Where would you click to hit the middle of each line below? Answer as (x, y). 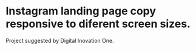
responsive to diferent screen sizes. (98, 24)
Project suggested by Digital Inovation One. (60, 40)
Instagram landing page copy (81, 11)
